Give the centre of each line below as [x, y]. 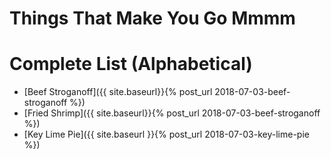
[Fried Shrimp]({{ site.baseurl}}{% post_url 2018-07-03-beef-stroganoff [172, 113]
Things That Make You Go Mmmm [152, 18]
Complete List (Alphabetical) [131, 64]
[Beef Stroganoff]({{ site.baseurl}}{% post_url [118, 92]
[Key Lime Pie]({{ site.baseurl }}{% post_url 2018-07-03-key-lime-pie [166, 134]
